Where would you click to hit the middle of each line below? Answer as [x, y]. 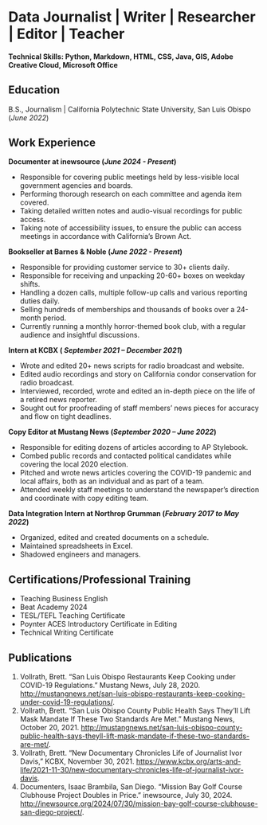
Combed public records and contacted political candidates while [126, 456]
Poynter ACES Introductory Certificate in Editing [98, 624]
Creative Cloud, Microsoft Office [63, 65]
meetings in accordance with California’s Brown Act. [105, 237]
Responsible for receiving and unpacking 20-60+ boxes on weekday [132, 276]
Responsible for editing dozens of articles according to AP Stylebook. [134, 448]
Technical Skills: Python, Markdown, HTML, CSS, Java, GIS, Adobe [121, 57]
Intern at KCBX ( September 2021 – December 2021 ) [96, 350]
